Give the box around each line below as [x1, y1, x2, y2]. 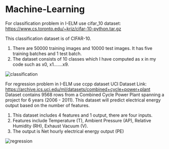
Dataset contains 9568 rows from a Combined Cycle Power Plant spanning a [5, 91, 164, 97]
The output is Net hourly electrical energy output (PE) [12, 128, 125, 134]
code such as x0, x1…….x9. [12, 61, 69, 67]
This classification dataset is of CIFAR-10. [5, 35, 92, 41]
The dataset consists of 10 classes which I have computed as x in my [12, 56, 156, 62]
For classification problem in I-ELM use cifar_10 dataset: [5, 20, 121, 26]
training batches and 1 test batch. [12, 51, 82, 57]
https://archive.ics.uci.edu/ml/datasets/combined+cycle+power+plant [5, 86, 150, 92]
